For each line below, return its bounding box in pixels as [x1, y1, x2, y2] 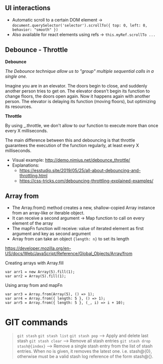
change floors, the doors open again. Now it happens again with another [5, 93, 150, 99]
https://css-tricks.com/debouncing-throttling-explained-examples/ [19, 178, 154, 184]
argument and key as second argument [12, 231, 91, 236]
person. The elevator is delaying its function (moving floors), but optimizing [5, 98, 156, 104]
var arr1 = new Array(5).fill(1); [5, 270, 75, 275]
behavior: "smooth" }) [12, 27, 58, 32]
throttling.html [19, 172, 48, 178]
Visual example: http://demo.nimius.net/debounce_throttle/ [12, 157, 130, 163]
